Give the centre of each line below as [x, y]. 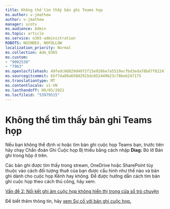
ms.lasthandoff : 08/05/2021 [35, 90]
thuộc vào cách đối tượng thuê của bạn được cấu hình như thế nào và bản [82, 171]
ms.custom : [17, 57]
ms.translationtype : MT [30, 81]
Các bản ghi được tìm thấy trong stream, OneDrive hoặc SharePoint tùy [79, 165]
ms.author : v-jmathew [28, 15]
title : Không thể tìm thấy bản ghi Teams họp [54, 10]
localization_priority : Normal [38, 48]
